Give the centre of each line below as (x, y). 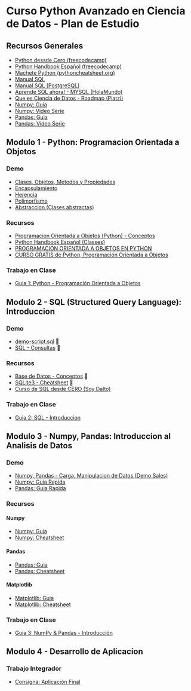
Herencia (26, 194)
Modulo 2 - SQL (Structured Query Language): (94, 302)
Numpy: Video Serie (39, 111)
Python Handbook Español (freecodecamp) (68, 66)
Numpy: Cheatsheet (39, 538)
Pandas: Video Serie (40, 123)
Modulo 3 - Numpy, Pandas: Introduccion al (89, 436)
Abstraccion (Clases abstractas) (54, 207)
